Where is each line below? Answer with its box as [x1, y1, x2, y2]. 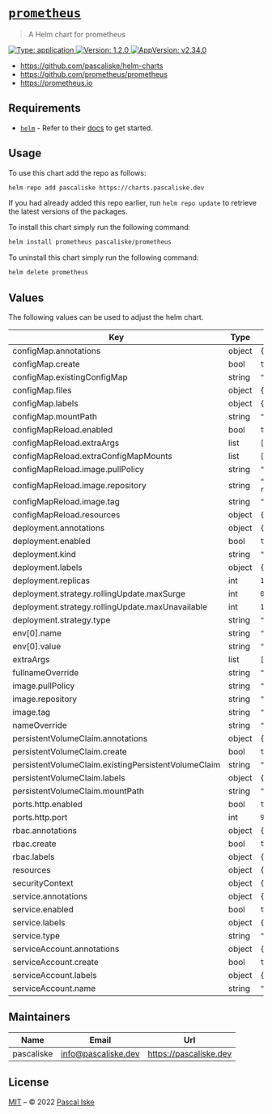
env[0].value [12, 641, 62, 652]
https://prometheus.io [19, 78, 93, 87]
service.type [12, 930, 61, 941]
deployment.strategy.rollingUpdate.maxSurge [12, 589, 186, 599]
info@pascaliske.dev [60, 1048, 140, 1059]
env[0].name [12, 627, 62, 639]
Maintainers [8, 1010, 71, 1024]
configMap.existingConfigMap [12, 372, 128, 382]
